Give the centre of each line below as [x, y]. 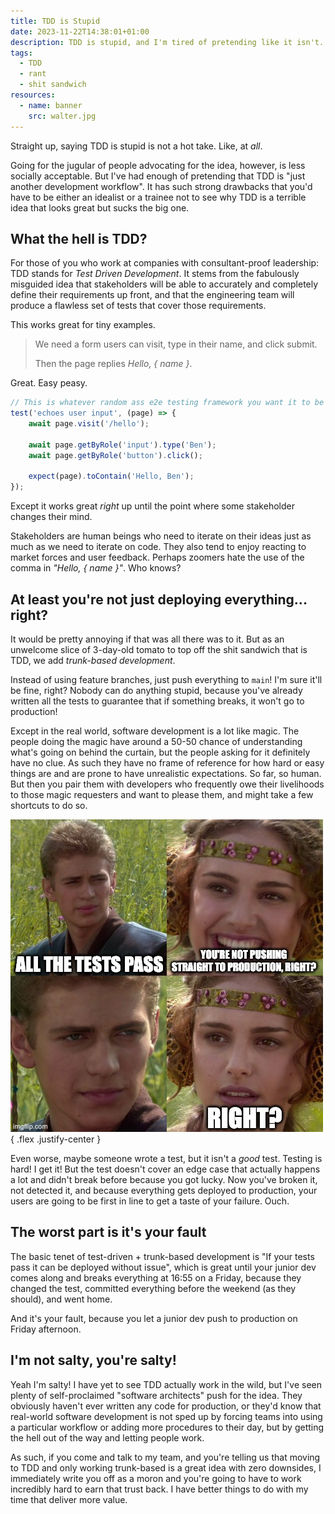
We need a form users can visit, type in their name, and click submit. [176, 344]
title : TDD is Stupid [55, 21]
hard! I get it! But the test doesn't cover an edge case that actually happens [165, 1169]
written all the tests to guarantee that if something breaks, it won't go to [157, 701]
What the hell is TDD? [79, 238]
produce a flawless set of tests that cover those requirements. [138, 306]
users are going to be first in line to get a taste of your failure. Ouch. [150, 1201]
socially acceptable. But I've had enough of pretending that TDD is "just [158, 176]
